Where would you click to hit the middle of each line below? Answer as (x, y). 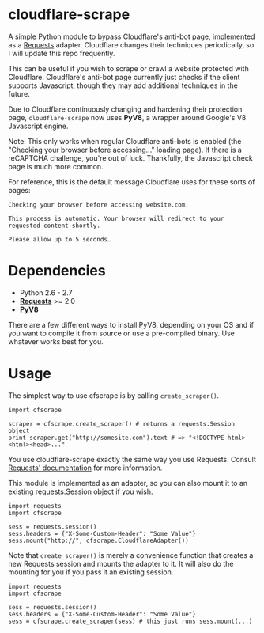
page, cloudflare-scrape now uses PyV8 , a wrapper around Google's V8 (127, 117)
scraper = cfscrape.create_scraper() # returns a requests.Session (122, 424)
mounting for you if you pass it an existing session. (91, 572)
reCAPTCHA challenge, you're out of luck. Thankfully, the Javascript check (130, 158)
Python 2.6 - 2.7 (46, 292)
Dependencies (57, 271)
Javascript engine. (38, 126)
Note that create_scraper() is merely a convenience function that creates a (131, 555)
